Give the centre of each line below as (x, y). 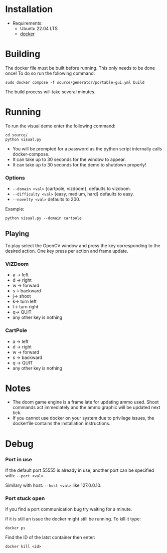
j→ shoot (22, 296)
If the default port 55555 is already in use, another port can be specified (80, 470)
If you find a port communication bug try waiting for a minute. (69, 509)
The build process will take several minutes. (50, 92)
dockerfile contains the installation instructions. (61, 423)
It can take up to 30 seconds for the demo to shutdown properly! (79, 164)
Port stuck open (25, 498)
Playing (17, 233)
